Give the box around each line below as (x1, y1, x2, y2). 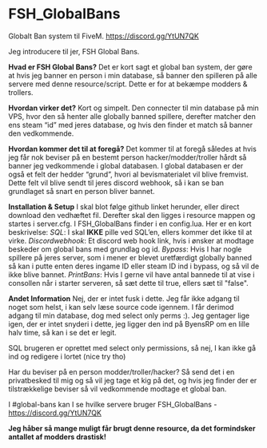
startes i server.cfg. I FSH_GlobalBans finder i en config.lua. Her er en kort (8, 219, 252, 228)
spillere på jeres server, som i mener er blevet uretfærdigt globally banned (8, 252, 253, 262)
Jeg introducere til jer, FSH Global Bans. (8, 46, 140, 56)
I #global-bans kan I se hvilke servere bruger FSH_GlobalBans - (8, 399, 217, 409)
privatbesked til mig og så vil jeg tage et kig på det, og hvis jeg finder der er (8, 375, 257, 385)
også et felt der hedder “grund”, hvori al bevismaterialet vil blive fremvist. (8, 169, 249, 179)
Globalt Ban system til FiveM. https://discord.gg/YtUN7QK (8, 31, 200, 41)
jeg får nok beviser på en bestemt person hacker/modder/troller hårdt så (8, 153, 247, 162)
